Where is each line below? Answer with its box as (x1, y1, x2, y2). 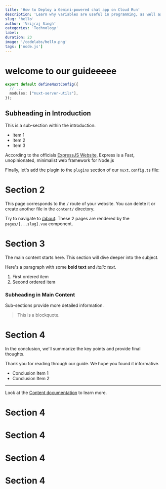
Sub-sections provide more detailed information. (5, 302, 104, 308)
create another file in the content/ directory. (5, 206, 95, 212)
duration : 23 (5, 35, 32, 40)
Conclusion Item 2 (12, 375, 50, 381)
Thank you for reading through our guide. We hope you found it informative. (5, 360, 160, 366)
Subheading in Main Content (5, 291, 75, 298)
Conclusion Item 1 (12, 370, 49, 376)
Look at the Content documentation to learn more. (5, 390, 107, 395)
